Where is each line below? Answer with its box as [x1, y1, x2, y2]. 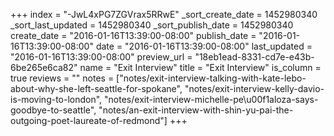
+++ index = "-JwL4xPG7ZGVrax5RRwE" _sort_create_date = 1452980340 [10, 9, 318, 20]
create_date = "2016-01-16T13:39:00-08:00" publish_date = [10, 30, 257, 41]
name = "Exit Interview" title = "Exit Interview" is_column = [79, 62, 322, 73]
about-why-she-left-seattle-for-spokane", [10, 83, 183, 94]
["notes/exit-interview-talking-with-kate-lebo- [116, 72, 307, 84]
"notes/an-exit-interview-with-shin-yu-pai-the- [98, 104, 294, 116]
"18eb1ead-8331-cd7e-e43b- [194, 51, 315, 63]
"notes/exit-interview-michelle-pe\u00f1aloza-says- [104, 94, 319, 105]
